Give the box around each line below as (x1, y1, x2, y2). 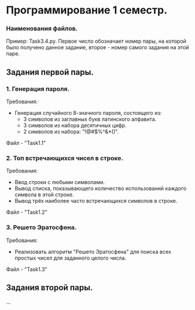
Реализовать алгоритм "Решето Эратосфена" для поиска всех (14, 248, 172, 255)
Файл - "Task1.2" (6, 209, 48, 216)
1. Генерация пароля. (6, 84, 70, 93)
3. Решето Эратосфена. (6, 223, 77, 231)
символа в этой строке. (14, 191, 74, 198)
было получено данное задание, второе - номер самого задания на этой (6, 44, 189, 51)
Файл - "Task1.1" (6, 139, 46, 147)
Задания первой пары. (6, 67, 94, 77)
